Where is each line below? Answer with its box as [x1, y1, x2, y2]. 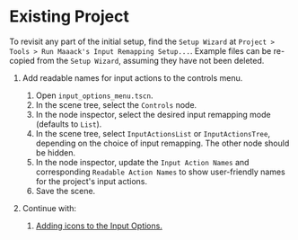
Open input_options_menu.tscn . [35, 90, 153, 101]
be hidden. [35, 147, 76, 158]
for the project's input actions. [35, 175, 148, 186]
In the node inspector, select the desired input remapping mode [35, 109, 271, 120]
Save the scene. [35, 185, 96, 196]
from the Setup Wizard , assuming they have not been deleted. [37, 55, 265, 66]
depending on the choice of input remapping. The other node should [35, 138, 290, 148]
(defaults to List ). [35, 119, 102, 129]
